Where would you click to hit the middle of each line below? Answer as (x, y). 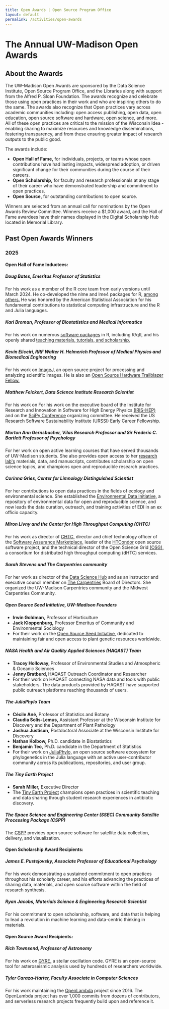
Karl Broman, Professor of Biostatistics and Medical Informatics (74, 322)
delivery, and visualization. (33, 838)
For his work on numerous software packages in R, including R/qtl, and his (82, 335)
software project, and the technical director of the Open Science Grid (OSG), (84, 547)
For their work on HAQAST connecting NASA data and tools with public (86, 679)
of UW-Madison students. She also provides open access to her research (81, 456)
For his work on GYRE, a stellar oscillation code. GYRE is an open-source (80, 961)
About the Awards (34, 73)
